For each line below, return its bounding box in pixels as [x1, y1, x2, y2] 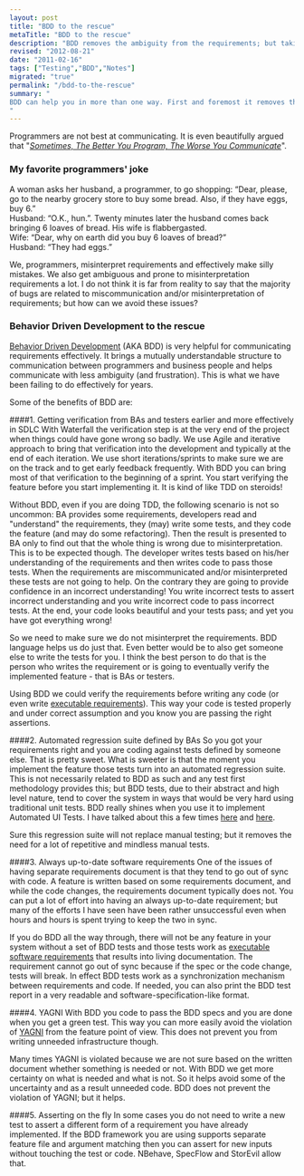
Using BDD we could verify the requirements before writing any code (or [9, 688, 280, 699]
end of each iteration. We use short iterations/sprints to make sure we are [9, 452, 284, 463]
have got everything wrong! [9, 614, 113, 625]
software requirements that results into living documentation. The [9, 950, 253, 961]
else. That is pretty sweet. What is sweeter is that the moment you [9, 754, 256, 765]
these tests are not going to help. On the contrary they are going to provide [9, 576, 290, 587]
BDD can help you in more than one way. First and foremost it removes [9, 97, 285, 107]
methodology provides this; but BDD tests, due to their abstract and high [9, 783, 280, 794]
